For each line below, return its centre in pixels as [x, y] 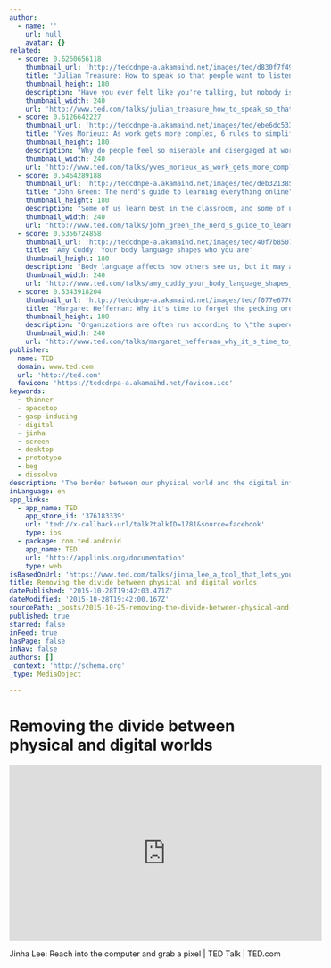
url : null [44, 34]
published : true [39, 616]
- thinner [35, 400]
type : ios [44, 533]
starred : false [37, 624]
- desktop [35, 450]
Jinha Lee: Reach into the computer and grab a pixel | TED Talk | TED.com [145, 954]
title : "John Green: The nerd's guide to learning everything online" [159, 192]
